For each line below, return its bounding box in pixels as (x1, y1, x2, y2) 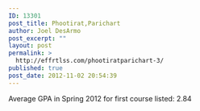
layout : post (8, 42, 52, 50)
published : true (8, 64, 63, 72)
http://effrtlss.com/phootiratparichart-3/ (15, 57, 164, 65)
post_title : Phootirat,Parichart (8, 19, 121, 27)
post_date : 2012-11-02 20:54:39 (8, 72, 117, 80)
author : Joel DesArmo (8, 27, 81, 35)
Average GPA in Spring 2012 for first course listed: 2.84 (8, 93, 192, 103)
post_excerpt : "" (8, 34, 67, 43)
